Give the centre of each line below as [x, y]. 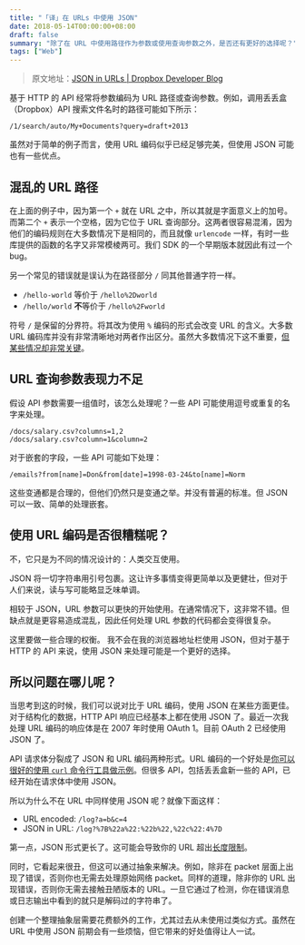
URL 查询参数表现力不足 [76, 379]
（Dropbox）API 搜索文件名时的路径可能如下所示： [104, 109]
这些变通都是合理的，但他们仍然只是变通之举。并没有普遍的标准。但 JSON [149, 492]
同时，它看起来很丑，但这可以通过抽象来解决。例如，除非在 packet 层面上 [148, 867]
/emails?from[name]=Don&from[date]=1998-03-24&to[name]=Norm [128, 474]
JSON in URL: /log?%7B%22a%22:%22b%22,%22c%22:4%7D [122, 829]
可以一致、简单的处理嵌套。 [61, 504]
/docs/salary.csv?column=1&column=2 [79, 439]
